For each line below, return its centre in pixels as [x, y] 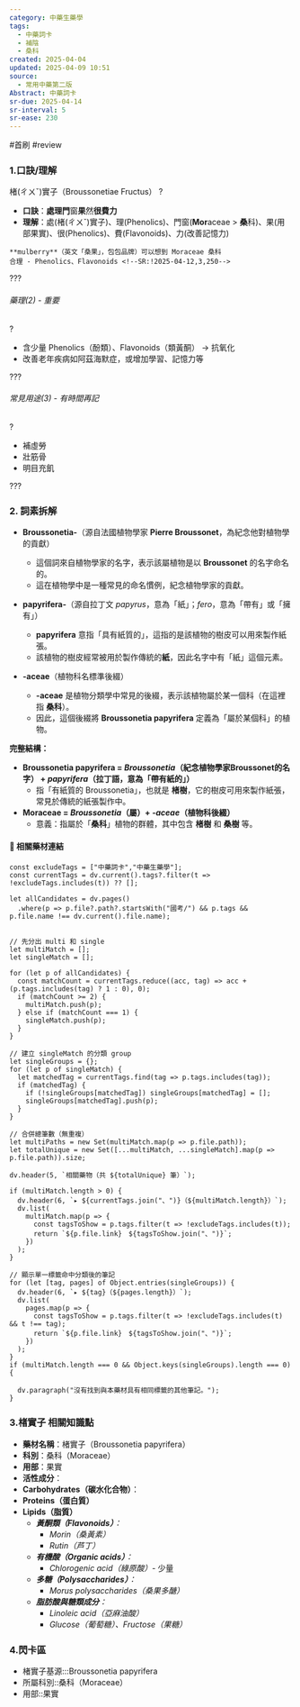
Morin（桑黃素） [79, 1534]
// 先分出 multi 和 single [57, 942]
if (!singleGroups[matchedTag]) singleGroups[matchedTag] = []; [148, 1094]
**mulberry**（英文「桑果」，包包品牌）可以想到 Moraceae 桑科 [115, 252]
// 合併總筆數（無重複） [49, 1135]
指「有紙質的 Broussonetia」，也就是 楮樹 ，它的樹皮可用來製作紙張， [163, 790]
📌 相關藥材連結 [37, 846]
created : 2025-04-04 [48, 59]
